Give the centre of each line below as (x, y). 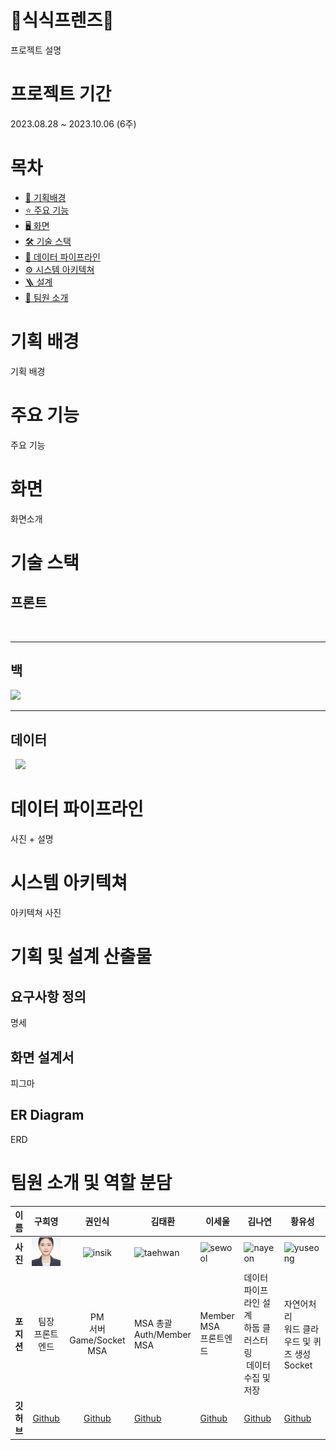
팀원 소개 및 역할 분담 (91, 1182)
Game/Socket (97, 1340)
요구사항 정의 (48, 996)
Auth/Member (162, 1335)
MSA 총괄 (153, 1323)
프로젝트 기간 (61, 94)
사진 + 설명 (32, 839)
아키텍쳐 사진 (36, 913)
